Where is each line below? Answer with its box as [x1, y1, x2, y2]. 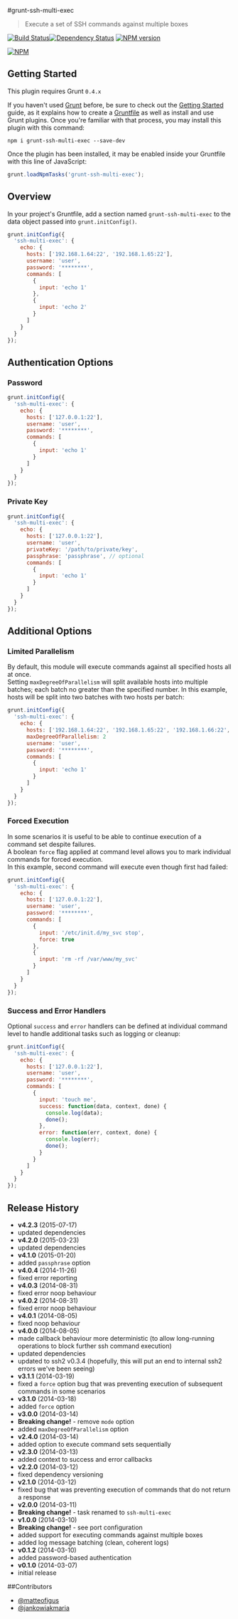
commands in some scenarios [17, 1387, 106, 1396]
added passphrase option [17, 1258, 91, 1267]
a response [17, 1492, 51, 1501]
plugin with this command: [7, 123, 85, 132]
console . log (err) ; [45, 1136, 100, 1143]
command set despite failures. [7, 840, 96, 848]
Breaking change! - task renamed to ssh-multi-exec [17, 1508, 172, 1517]
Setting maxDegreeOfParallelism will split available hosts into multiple [7, 677, 208, 686]
